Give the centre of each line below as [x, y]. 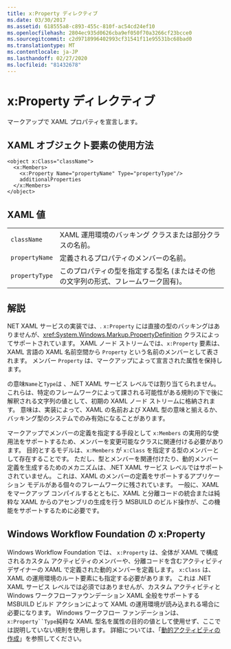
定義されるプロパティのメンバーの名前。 [125, 258]
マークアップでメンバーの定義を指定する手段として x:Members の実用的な [110, 433]
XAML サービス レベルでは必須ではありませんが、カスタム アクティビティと [114, 586]
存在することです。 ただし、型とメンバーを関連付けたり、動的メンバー [119, 459]
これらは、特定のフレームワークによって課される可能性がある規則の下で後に [115, 392]
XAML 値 [26, 214]
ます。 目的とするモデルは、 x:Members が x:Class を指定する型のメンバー [110, 450]
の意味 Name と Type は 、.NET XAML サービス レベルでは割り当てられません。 [113, 384]
